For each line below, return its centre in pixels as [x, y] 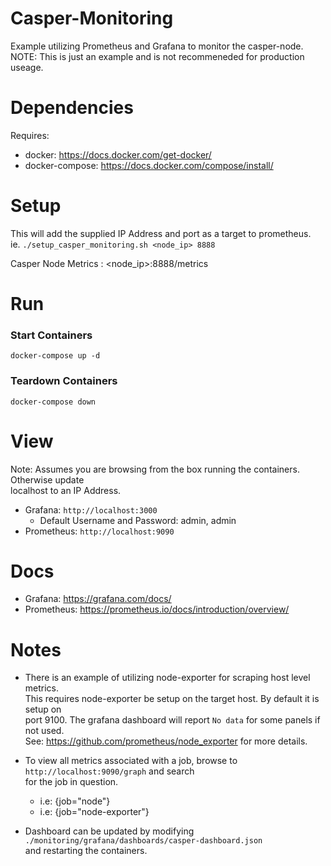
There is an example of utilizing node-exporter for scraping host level [167, 678]
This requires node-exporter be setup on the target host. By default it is [172, 699]
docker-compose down [53, 402]
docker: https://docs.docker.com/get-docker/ [118, 154]
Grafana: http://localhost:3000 [91, 509]
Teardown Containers [64, 381]
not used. [44, 731]
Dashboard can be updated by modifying [109, 831]
